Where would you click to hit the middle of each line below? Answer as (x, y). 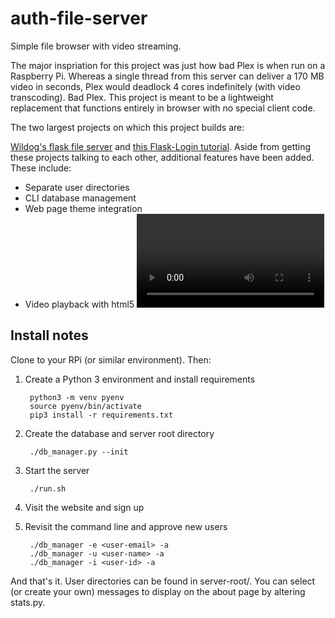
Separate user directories (77, 187)
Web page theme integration (83, 208)
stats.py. (28, 602)
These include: (41, 168)
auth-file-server (79, 18)
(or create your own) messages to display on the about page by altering (158, 591)
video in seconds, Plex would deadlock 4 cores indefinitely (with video (155, 86)
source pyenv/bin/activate (85, 406)
